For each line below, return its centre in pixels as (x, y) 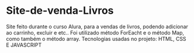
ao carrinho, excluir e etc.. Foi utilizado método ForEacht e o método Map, (95, 32)
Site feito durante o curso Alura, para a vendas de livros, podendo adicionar (97, 26)
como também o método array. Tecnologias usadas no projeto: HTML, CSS (96, 39)
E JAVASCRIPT (24, 45)
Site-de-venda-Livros (60, 11)
